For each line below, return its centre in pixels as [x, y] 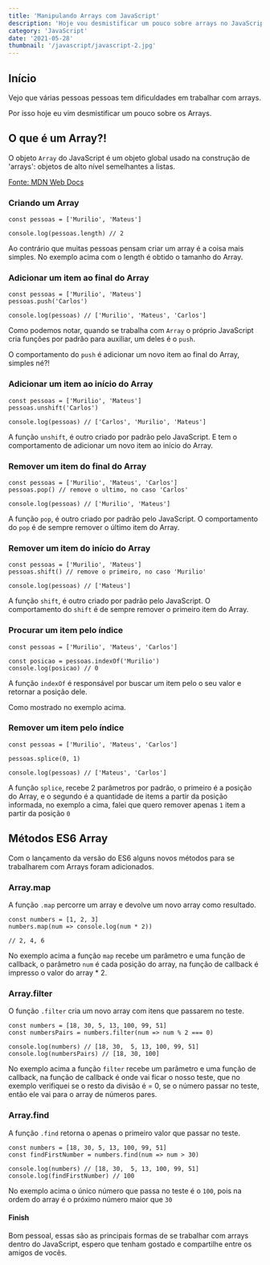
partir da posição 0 [39, 813]
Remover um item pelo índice [66, 728]
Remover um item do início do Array [80, 548]
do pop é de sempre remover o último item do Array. [94, 527]
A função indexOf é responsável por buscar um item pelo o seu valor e [125, 683]
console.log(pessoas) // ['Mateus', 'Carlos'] [88, 773]
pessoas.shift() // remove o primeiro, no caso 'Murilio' [107, 572]
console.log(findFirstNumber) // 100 [72, 1176]
